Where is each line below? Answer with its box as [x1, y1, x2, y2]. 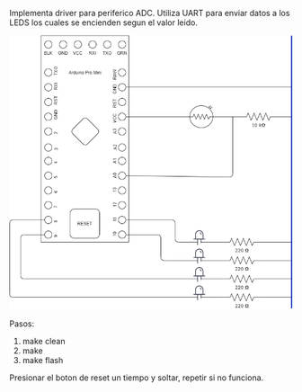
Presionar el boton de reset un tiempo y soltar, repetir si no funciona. [9, 372, 264, 383]
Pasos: [9, 318, 35, 329]
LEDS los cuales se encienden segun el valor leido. [9, 17, 198, 28]
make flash [22, 355, 64, 366]
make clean [22, 336, 66, 347]
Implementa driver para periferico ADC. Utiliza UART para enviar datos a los [9, 8, 290, 18]
